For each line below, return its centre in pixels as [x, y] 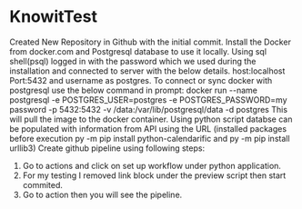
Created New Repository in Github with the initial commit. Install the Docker [150, 42]
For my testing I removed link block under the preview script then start [154, 175]
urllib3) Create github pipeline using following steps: [107, 148]
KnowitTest [54, 17]
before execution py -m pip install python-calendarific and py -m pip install [150, 138]
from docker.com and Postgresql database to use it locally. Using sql [138, 51]
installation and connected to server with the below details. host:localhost [147, 71]
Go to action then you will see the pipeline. [102, 194]
